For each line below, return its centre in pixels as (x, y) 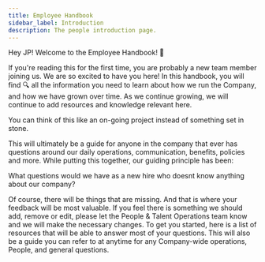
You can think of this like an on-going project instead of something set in (126, 120)
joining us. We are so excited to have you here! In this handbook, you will (126, 77)
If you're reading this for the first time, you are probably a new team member (132, 68)
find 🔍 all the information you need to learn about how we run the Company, (132, 85)
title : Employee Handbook (50, 15)
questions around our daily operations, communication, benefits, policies (127, 152)
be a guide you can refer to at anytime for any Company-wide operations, (127, 241)
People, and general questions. (59, 250)
